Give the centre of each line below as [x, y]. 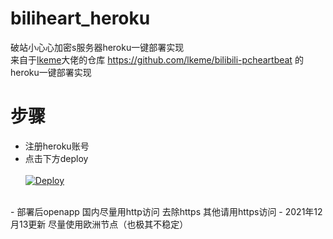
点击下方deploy [56, 158]
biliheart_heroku [80, 18]
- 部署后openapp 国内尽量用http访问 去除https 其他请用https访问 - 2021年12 [166, 211]
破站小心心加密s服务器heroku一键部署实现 [97, 47]
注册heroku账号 [57, 146]
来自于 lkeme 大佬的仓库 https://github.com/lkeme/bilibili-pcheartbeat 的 [157, 59]
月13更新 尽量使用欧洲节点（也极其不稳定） [99, 224]
